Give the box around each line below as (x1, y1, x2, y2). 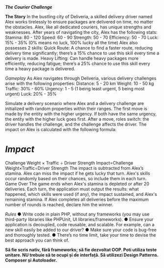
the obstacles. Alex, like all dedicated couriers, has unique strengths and (5, 24, 152, 30)
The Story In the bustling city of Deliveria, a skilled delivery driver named (5, 14, 153, 19)
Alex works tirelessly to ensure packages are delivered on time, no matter (5, 19, 153, 25)
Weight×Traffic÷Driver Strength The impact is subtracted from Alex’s (5, 165, 143, 171)
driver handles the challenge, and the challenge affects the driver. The (5, 121, 147, 127)
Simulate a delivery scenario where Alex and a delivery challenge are (5, 101, 144, 106)
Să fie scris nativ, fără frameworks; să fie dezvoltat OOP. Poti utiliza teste (5, 246, 157, 252)
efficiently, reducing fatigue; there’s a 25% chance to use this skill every (5, 61, 150, 66)
